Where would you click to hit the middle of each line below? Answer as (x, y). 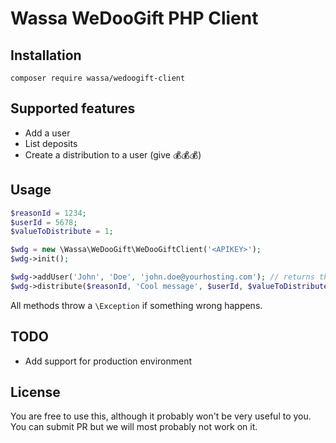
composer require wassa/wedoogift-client (98, 78)
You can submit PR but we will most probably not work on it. (134, 427)
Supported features (73, 108)
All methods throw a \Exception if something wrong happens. (136, 305)
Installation (46, 55)
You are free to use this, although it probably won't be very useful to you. (161, 416)
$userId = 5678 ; (44, 222)
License (35, 392)
